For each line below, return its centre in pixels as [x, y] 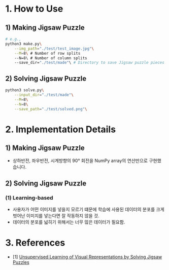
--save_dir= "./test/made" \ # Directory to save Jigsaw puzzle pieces [90, 63]
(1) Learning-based [29, 198]
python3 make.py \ [24, 44]
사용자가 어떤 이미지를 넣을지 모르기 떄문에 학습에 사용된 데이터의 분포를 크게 [89, 209]
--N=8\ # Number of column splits [51, 58]
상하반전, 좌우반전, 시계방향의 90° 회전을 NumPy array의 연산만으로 [80, 161]
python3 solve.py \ [25, 90]
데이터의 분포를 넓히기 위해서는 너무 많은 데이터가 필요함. [69, 222]
